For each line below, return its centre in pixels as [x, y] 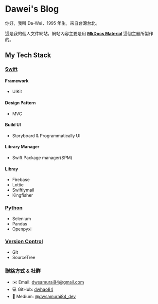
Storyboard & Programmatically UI [46, 136]
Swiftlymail [23, 190]
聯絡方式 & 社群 [23, 271]
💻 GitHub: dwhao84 [33, 289]
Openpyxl [22, 229]
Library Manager [22, 147]
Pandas [20, 223]
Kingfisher [22, 195]
